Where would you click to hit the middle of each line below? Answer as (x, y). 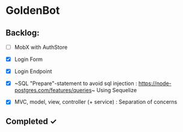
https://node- (155, 83)
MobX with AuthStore (41, 47)
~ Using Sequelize (114, 90)
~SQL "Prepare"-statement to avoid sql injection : (76, 83)
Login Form (29, 59)
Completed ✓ (31, 121)
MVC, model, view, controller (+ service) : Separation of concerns (96, 102)
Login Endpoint (33, 71)
